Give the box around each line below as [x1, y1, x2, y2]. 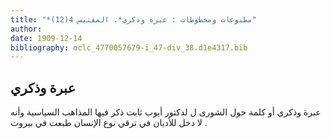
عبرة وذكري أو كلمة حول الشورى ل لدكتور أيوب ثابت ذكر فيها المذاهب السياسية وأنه [10, 106, 322, 118]
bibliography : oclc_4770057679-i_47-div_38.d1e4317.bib [10, 42, 248, 53]
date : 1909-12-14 [10, 33, 83, 43]
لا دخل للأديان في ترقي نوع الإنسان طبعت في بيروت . [10, 117, 208, 129]
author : [10, 24, 43, 34]
